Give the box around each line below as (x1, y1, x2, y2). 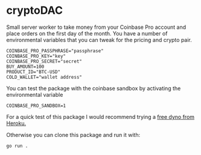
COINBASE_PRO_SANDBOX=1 (6, 103, 66, 109)
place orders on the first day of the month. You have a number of (6, 29, 168, 37)
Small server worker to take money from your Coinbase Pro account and (6, 23, 187, 31)
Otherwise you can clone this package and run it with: (6, 131, 141, 138)
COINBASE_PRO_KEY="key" (6, 53, 66, 59)
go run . (6, 142, 28, 149)
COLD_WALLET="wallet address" (6, 74, 83, 80)
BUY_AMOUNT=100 (6, 64, 45, 70)
